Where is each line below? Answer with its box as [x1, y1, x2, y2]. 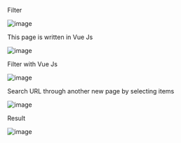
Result [7, 114, 26, 122]
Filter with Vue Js [7, 60, 58, 68]
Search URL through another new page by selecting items [7, 87, 175, 95]
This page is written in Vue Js [7, 33, 93, 41]
